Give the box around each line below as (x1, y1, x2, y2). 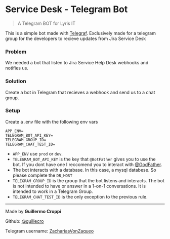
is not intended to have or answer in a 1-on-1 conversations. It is (12, 183, 146, 189)
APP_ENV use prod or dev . (12, 150, 63, 156)
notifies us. (5, 65, 29, 71)
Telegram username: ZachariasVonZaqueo (5, 228, 94, 234)
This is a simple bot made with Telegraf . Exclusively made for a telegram (5, 30, 156, 36)
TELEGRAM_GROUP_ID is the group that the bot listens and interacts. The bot (12, 177, 164, 183)
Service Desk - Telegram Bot (5, 4, 128, 15)
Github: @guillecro (5, 218, 44, 224)
